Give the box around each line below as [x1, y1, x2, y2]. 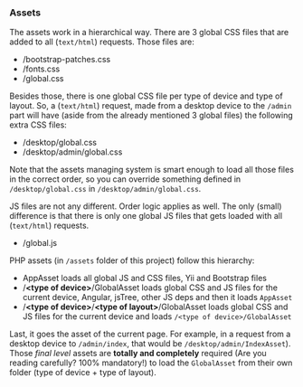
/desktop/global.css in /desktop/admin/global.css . [9, 184, 202, 194]
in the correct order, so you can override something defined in [9, 174, 241, 184]
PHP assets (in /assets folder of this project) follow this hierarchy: [9, 255, 255, 266]
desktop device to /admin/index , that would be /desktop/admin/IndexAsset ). [9, 338, 291, 349]
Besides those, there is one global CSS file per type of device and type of [9, 90, 283, 101]
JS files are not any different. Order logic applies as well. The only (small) [9, 201, 282, 212]
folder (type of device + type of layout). [9, 367, 156, 378]
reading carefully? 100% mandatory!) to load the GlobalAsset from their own [9, 357, 293, 368]
